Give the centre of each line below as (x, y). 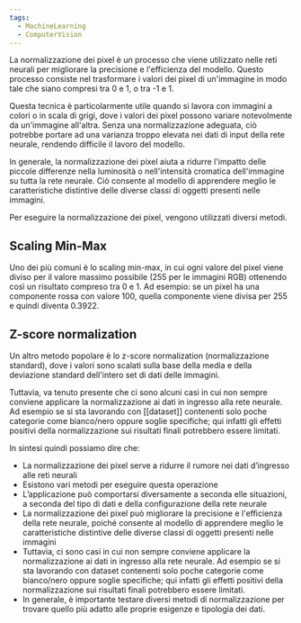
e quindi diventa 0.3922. (54, 306)
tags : (19, 18)
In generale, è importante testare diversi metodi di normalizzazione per (153, 599)
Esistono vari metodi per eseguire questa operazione (120, 484)
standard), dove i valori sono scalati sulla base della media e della (131, 365)
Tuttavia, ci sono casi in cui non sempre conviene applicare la (136, 551)
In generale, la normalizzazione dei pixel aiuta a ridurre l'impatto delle (138, 162)
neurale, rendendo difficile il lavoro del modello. (97, 144)
